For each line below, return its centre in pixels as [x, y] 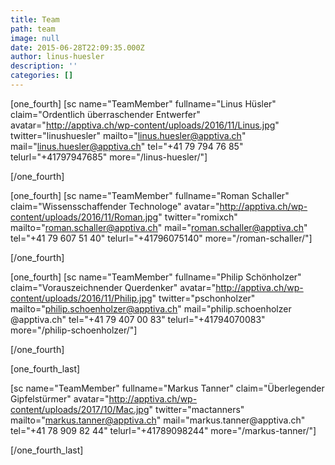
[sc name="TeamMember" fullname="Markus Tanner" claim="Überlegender [167, 388]
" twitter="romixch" [198, 217]
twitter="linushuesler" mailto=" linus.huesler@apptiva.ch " [128, 135]
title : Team [35, 19]
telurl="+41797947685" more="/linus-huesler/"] [109, 157]
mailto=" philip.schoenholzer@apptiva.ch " [96, 308]
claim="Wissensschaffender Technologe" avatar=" [115, 206]
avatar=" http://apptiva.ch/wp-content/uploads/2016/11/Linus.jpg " [145, 125]
